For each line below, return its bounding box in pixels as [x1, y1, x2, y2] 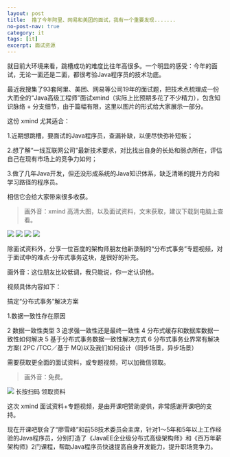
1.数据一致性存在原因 [7, 312, 66, 320]
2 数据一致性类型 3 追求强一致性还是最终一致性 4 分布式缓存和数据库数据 [7, 326, 214, 334]
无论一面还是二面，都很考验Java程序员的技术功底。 [19, 70, 165, 78]
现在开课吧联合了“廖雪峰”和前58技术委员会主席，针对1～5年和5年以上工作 [7, 425, 216, 434]
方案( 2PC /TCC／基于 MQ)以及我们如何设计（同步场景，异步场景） [7, 343, 198, 352]
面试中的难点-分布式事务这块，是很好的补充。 [12, 253, 143, 262]
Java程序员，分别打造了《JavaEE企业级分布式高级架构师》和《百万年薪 [19, 434, 222, 442]
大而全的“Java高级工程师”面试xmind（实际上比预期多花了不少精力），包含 [7, 94, 215, 102]
